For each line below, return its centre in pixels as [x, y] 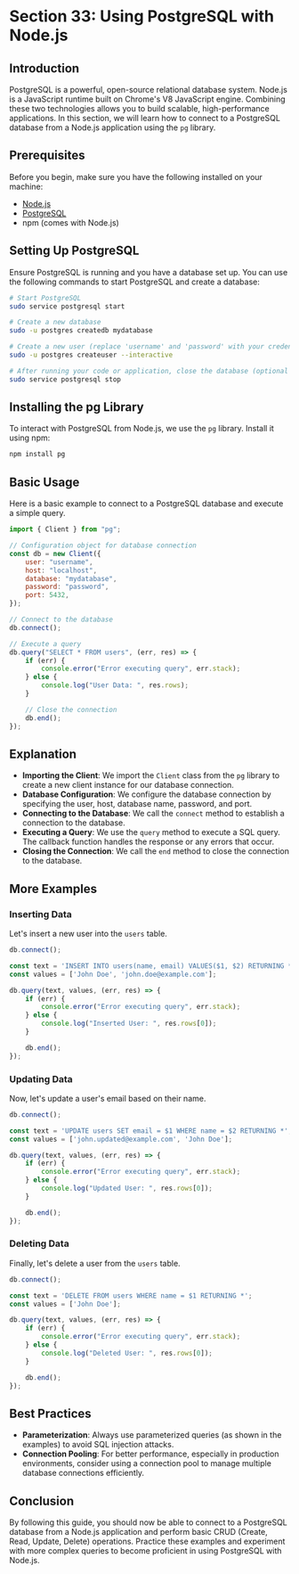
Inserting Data [41, 914]
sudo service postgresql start [67, 306]
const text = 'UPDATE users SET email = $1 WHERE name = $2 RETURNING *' [149, 1131]
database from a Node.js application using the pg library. [113, 127]
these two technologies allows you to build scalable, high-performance [139, 108]
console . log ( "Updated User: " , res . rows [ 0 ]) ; [127, 1189]
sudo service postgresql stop [65, 379]
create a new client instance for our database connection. [128, 785]
